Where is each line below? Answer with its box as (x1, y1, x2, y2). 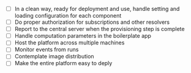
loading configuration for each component (14, 12, 122, 19)
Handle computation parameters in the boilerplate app (14, 32, 151, 40)
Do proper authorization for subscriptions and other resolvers (14, 18, 170, 26)
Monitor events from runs (14, 46, 79, 54)
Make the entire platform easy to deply (14, 60, 113, 67)
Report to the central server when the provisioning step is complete (14, 26, 185, 33)
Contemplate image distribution (14, 53, 94, 60)
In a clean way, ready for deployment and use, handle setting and (14, 5, 180, 12)
